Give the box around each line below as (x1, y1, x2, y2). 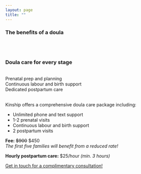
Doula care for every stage (5, 59, 72, 66)
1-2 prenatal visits (12, 117, 50, 123)
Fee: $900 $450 (5, 138, 40, 144)
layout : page (5, 7, 33, 13)
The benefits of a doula (5, 29, 64, 36)
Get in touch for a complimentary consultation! (5, 163, 103, 169)
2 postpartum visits (12, 128, 53, 134)
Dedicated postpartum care (5, 86, 63, 93)
